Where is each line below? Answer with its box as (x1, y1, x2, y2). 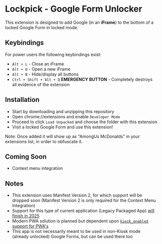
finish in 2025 (12, 213, 40, 219)
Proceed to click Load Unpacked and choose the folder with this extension (12, 119, 158, 125)
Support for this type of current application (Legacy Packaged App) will (12, 208, 155, 214)
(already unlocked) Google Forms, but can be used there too (12, 234, 133, 240)
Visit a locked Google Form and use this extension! (12, 124, 113, 130)
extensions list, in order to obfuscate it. (5, 138, 83, 144)
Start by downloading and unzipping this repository (12, 108, 115, 114)
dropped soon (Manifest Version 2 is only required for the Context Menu (12, 197, 156, 203)
